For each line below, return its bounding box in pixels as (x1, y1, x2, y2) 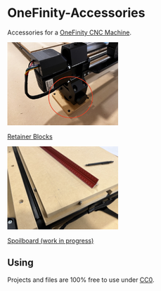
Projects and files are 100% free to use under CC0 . (7, 276, 155, 284)
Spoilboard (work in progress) (7, 236, 94, 245)
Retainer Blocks (7, 132, 53, 141)
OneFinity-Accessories (7, 5, 146, 21)
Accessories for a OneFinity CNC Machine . (7, 28, 132, 37)
